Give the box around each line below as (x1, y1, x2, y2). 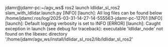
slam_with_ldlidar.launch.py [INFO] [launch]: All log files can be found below (5, 10, 162, 16)
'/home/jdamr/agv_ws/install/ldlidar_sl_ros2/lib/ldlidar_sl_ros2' (5, 36, 133, 42)
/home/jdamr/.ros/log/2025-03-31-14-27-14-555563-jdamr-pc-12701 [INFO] (5, 15, 162, 21)
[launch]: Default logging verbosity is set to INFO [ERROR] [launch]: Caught (5, 20, 161, 26)
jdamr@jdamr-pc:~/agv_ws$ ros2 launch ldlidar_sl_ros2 (5, 5, 120, 10)
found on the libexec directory (5, 31, 68, 37)
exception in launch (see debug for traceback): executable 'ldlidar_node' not (5, 26, 163, 32)
